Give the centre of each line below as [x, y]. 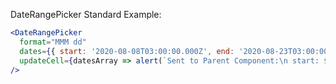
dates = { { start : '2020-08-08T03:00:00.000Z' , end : [127, 51]
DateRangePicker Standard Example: [86, 14]
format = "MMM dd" [53, 42]
